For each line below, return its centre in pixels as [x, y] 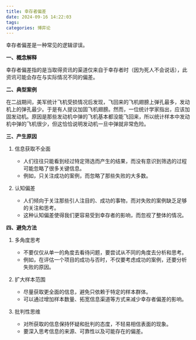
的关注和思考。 [41, 208]
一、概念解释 [21, 58]
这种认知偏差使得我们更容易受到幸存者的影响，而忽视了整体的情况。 [105, 215]
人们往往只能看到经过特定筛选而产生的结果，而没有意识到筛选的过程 [105, 161]
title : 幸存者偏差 [26, 11]
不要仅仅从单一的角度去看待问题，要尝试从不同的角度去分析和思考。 [105, 252]
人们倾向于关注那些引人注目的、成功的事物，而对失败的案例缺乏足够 [105, 201]
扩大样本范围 [30, 280]
